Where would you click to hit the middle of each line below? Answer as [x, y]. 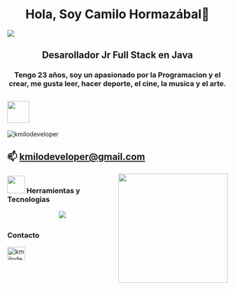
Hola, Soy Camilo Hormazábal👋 [117, 14]
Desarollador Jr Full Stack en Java [117, 55]
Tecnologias [29, 200]
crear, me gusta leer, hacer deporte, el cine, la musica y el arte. [117, 84]
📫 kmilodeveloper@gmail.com [76, 157]
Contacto [23, 235]
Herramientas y [53, 191]
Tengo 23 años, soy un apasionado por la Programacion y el [117, 75]
